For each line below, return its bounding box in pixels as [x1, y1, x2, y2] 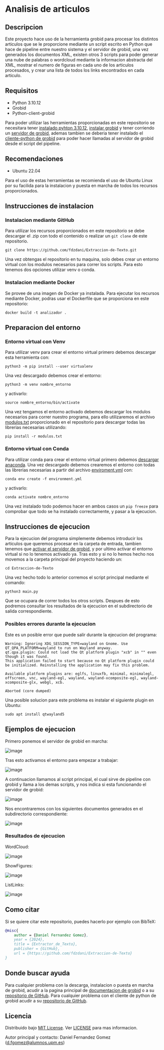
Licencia [5, 1012, 32, 1020]
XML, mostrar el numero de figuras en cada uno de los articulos [5, 62, 134, 68]
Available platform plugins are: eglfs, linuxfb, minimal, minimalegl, [5, 671, 154, 676]
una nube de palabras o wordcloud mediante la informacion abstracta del [5, 57, 153, 62]
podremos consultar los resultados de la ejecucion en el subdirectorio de [5, 603, 153, 609]
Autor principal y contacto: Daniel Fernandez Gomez [5, 1034, 111, 1040]
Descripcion [5, 23, 43, 31]
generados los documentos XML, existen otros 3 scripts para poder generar [5, 52, 158, 57]
